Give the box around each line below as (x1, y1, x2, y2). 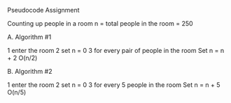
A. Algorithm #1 (7, 33, 52, 41)
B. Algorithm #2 (7, 68, 52, 75)
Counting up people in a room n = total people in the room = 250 (7, 19, 194, 27)
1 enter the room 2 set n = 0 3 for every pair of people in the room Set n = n (7, 47, 225, 54)
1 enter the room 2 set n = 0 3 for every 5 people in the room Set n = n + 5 (7, 81, 220, 89)
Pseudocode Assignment (7, 6, 80, 14)
